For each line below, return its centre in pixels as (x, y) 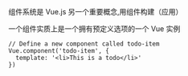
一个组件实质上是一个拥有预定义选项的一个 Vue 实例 (94, 29)
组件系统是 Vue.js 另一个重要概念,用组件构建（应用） (96, 12)
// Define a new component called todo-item (84, 44)
